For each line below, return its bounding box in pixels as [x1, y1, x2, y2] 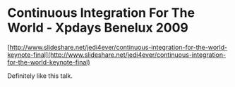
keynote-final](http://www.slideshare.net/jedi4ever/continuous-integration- [7, 51, 227, 59]
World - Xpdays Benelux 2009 [7, 20, 188, 36]
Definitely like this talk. [7, 72, 73, 80]
